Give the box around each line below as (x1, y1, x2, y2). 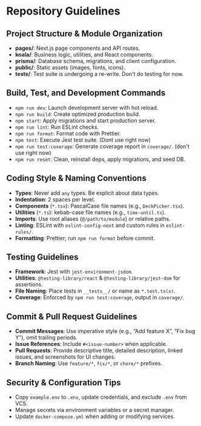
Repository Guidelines (6, 4, 120, 18)
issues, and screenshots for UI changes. (15, 353, 116, 360)
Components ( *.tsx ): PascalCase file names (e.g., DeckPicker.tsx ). (15, 202, 185, 209)
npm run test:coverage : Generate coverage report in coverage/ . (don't (15, 143, 189, 150)
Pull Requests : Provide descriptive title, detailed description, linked (15, 347, 183, 354)
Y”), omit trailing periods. (15, 334, 77, 341)
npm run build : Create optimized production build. (15, 110, 140, 118)
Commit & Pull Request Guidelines (6, 311, 137, 322)
